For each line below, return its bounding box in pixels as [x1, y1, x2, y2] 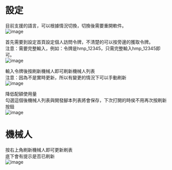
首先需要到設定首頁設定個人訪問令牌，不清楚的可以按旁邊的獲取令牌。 [5, 39, 154, 45]
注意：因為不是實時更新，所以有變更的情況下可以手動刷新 [5, 74, 126, 80]
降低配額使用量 [5, 91, 37, 97]
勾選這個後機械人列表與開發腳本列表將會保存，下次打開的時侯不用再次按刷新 [5, 97, 167, 103]
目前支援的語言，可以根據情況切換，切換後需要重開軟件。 [5, 23, 126, 29]
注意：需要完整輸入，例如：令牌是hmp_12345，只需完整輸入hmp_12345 [5, 45, 156, 51]
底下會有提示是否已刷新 [5, 153, 55, 159]
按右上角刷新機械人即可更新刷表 [5, 146, 73, 153]
